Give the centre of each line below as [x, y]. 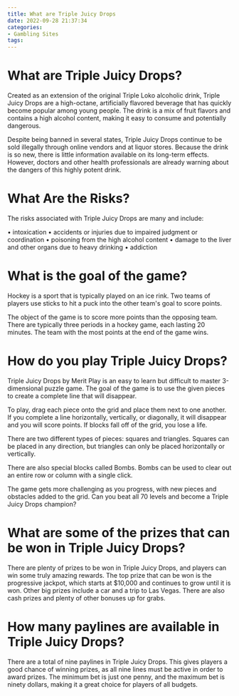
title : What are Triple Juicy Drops [62, 14]
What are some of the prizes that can [119, 533]
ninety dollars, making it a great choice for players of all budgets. [102, 684]
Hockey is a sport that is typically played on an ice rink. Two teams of [109, 296]
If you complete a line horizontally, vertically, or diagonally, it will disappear [117, 417]
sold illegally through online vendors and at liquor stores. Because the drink [118, 147]
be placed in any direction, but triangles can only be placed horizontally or [116, 446]
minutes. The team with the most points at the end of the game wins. [108, 332]
